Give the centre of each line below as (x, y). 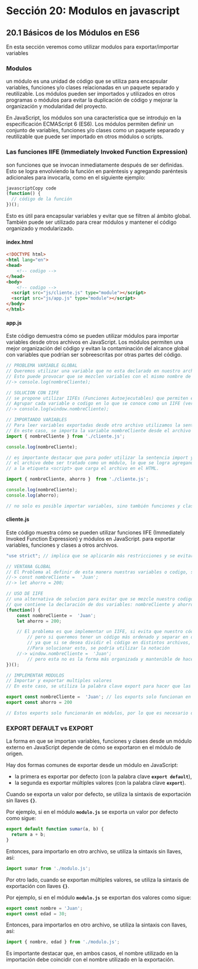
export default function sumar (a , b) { (55, 829)
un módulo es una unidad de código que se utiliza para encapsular (87, 81)
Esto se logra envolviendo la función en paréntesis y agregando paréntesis (97, 171)
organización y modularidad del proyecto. (57, 106)
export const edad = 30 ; (37, 913)
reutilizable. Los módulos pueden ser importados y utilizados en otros (91, 94)
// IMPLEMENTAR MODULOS (35, 675)
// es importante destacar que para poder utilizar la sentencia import (97, 458)
